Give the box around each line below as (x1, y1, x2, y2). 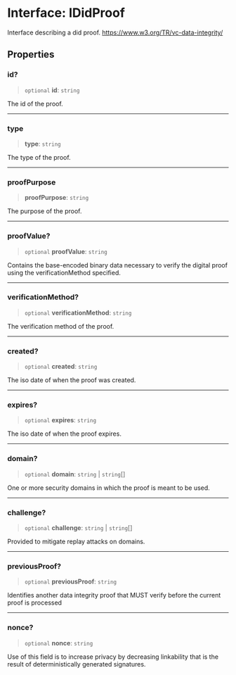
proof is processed (7, 598, 62, 607)
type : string (24, 139, 61, 148)
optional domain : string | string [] (24, 469, 126, 478)
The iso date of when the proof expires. (7, 429, 122, 438)
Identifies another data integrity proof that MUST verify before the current (7, 591, 221, 600)
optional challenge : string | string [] (24, 524, 133, 532)
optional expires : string (24, 416, 97, 424)
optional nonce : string (24, 638, 93, 647)
